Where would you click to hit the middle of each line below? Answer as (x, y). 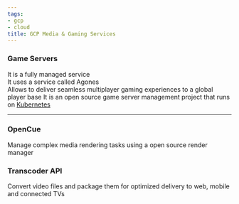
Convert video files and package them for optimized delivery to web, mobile (118, 186)
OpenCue (24, 129)
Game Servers (33, 59)
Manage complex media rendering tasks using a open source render (107, 145)
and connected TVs (36, 194)
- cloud (19, 27)
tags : (15, 14)
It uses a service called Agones (53, 82)
